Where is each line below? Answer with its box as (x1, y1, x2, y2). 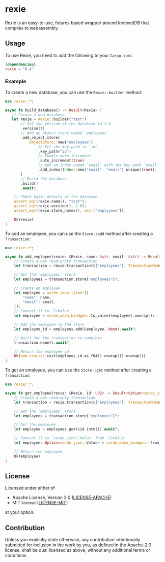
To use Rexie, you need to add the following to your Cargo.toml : (5, 52, 134, 58)
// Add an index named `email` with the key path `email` (38, 163, 160, 168)
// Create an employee (14, 286, 60, 291)
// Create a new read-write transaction (14, 259, 98, 264)
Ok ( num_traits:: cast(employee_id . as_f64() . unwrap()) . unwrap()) (14, 354, 146, 359)
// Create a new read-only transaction (14, 395, 96, 400)
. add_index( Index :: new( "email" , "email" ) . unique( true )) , (38, 167, 157, 172)
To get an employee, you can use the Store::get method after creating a (5, 367, 152, 373)
